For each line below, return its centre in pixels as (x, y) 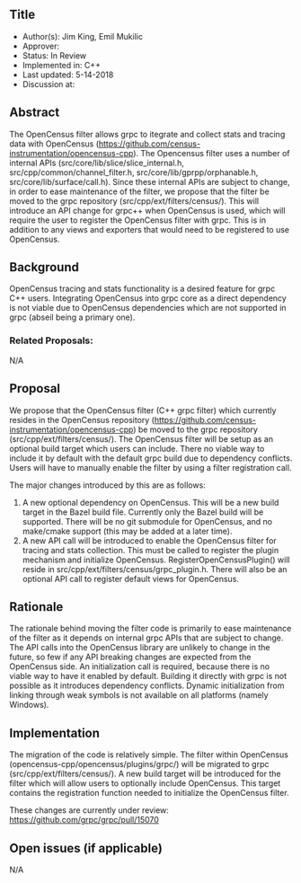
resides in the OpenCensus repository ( (82, 419)
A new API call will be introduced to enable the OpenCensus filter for (149, 540)
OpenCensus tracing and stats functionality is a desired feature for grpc (142, 289)
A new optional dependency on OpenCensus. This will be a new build (150, 502)
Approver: (41, 46)
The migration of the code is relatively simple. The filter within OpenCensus (149, 755)
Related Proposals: (51, 340)
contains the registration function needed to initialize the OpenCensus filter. (149, 793)
